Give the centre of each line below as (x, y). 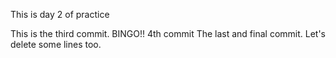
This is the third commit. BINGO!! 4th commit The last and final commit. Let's (168, 33)
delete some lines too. (56, 44)
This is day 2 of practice (60, 14)
